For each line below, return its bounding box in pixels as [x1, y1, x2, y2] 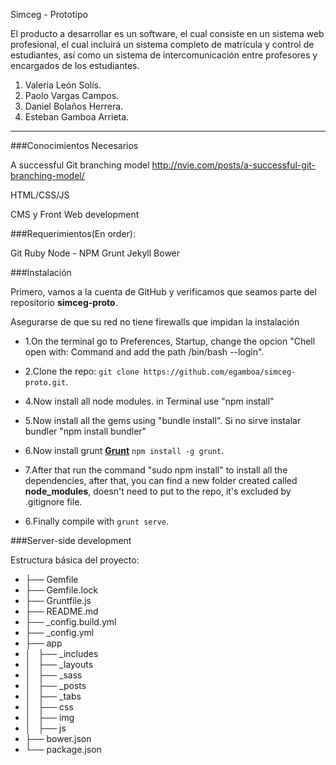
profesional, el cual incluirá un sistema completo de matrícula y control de [10, 39, 315, 50]
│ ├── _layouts [24, 659, 94, 670]
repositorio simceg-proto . [10, 297, 118, 308]
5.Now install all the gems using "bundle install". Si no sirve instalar [24, 415, 302, 426]
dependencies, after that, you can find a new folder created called [24, 475, 298, 486]
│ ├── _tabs [24, 690, 82, 702]
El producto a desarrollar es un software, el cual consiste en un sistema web [10, 28, 325, 39]
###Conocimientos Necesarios [10, 140, 139, 151]
